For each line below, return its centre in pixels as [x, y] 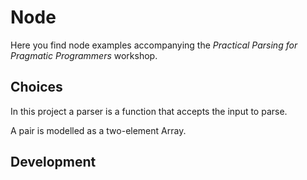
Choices [36, 87]
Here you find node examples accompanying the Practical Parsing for [154, 45]
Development [53, 162]
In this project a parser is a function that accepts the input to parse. [149, 111]
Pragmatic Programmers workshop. [84, 55]
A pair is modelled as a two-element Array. [98, 130]
